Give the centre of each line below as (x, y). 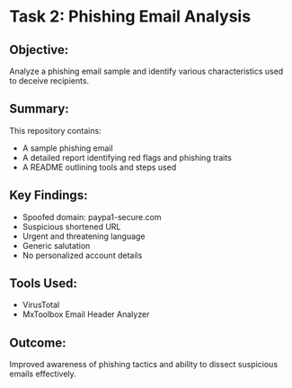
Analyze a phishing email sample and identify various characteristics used (146, 71)
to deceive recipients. (49, 81)
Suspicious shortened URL (71, 226)
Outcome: (38, 343)
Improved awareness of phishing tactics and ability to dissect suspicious (144, 365)
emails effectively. (43, 374)
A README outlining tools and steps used (99, 167)
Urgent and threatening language (84, 236)
